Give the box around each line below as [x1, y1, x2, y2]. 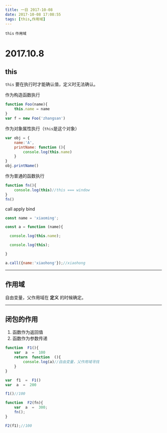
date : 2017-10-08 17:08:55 [5, 12, 61, 17]
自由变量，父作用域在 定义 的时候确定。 [5, 294, 86, 300]
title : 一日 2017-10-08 [5, 7, 53, 12]
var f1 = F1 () [5, 378, 41, 383]
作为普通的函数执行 [5, 173, 45, 179]
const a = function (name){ [5, 224, 64, 229]
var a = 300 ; [14, 405, 48, 410]
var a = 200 [5, 382, 37, 387]
